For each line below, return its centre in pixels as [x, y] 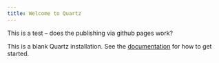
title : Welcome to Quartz [44, 13]
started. [18, 53]
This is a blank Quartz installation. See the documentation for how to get [109, 46]
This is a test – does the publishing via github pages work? [90, 33]
